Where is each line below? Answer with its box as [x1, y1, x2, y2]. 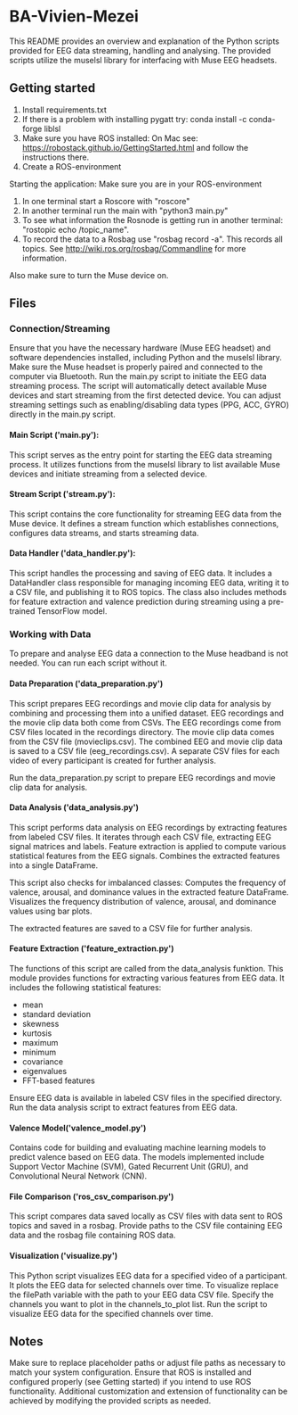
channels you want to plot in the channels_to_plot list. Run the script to [9, 1298, 268, 1309]
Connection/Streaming [9, 323, 111, 335]
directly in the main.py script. [9, 409, 116, 420]
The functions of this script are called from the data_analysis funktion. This [9, 963, 284, 973]
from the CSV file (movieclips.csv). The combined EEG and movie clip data [9, 736, 283, 747]
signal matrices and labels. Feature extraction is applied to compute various [9, 840, 286, 851]
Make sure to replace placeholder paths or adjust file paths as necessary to [9, 1358, 286, 1369]
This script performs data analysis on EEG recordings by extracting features [9, 822, 287, 832]
